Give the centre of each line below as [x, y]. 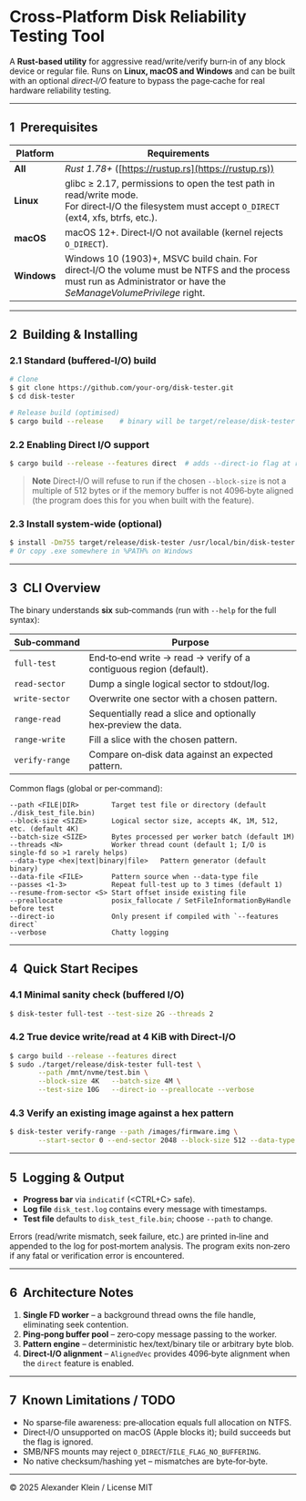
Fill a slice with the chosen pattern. [163, 740]
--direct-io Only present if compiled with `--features [144, 916]
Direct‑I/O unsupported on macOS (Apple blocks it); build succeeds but [157, 1432]
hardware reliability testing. [61, 90]
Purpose [190, 642]
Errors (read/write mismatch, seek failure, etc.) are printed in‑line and [139, 1236]
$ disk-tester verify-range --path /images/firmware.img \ [124, 1132]
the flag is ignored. [58, 1442]
